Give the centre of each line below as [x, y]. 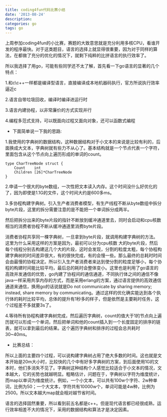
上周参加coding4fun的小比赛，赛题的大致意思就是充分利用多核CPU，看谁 [80, 43]
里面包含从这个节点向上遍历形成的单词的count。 [55, 154]
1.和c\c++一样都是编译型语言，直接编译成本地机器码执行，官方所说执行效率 [83, 83]
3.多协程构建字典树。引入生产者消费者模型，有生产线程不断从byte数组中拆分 [83, 203]
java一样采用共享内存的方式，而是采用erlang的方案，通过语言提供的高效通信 [83, 280]
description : [19, 19]
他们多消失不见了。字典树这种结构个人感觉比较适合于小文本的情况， [88, 368]
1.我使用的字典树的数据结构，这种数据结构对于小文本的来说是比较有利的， [81, 142]
